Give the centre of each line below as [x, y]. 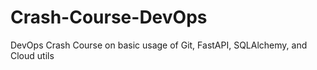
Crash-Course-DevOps [109, 17]
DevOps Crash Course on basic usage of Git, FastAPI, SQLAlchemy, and [159, 45]
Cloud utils [32, 55]
